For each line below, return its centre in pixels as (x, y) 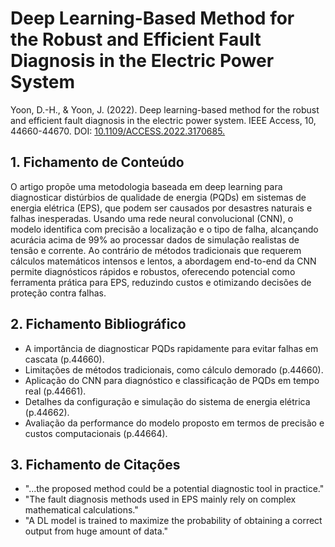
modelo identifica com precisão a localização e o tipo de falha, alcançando (164, 229)
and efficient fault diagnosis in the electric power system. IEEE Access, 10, (163, 120)
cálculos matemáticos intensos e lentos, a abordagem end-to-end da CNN (163, 261)
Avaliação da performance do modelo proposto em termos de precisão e (174, 423)
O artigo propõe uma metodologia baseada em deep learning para (146, 186)
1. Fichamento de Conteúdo (97, 162)
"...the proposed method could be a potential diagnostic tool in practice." (174, 489)
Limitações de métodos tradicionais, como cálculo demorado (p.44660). (174, 369)
